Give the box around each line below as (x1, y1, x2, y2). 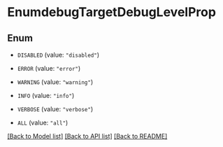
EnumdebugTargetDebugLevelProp (7, 4, 217, 20)
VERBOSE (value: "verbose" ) (17, 105, 93, 113)
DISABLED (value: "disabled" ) (17, 50, 100, 59)
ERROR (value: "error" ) (17, 64, 81, 72)
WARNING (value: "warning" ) (17, 78, 93, 86)
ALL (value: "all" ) (17, 118, 69, 127)
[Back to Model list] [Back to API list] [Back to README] (7, 132, 168, 140)
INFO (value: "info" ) (17, 92, 75, 99)
